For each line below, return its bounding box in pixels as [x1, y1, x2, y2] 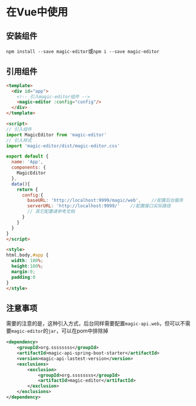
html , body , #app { [6, 252, 49, 258]
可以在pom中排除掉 [61, 327, 109, 334]
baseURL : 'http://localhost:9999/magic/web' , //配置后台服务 [27, 198, 184, 204]
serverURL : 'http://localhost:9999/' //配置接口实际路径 [27, 203, 171, 209]
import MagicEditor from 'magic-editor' [6, 131, 107, 138]
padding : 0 [11, 274, 35, 280]
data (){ [11, 181, 31, 187]
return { [17, 186, 38, 192]
